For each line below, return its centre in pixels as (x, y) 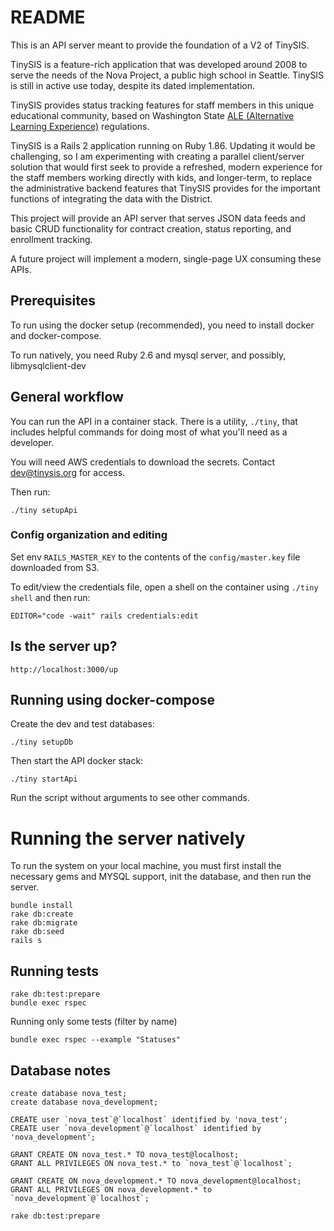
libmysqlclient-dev (48, 365)
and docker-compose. (56, 335)
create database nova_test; (69, 1094)
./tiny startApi (44, 779)
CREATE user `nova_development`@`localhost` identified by (136, 1129)
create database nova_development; (84, 1102)
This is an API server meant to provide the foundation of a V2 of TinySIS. (160, 45)
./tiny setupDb (42, 742)
